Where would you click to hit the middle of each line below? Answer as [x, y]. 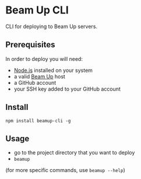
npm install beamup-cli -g [38, 121]
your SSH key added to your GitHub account [67, 89]
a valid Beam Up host [39, 76]
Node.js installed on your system [53, 70]
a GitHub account [35, 82]
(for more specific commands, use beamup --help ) [66, 170]
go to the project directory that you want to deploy [74, 153]
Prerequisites [30, 45]
